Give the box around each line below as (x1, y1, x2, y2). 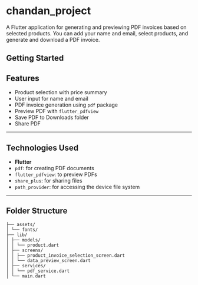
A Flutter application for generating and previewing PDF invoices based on (6, 24, 187, 31)
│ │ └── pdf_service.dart (6, 268, 70, 274)
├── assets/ (6, 221, 35, 227)
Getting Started (6, 53, 64, 63)
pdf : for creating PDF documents (14, 164, 94, 171)
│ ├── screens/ (6, 247, 44, 253)
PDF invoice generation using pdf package (14, 101, 118, 108)
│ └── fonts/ (6, 227, 38, 233)
